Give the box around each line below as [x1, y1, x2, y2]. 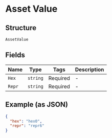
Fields [5, 51, 26, 59]
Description [75, 66, 104, 73]
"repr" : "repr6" [10, 123, 44, 128]
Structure [5, 24, 37, 32]
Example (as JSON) [5, 100, 68, 109]
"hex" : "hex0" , [10, 119, 42, 124]
